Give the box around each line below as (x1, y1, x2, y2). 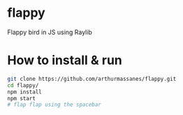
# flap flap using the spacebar (7, 101, 101, 109)
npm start (7, 95, 36, 102)
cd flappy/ (7, 82, 39, 89)
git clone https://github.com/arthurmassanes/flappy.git (7, 75, 177, 82)
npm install (7, 89, 42, 95)
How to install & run (7, 52, 122, 68)
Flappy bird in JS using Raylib (7, 28, 92, 36)
